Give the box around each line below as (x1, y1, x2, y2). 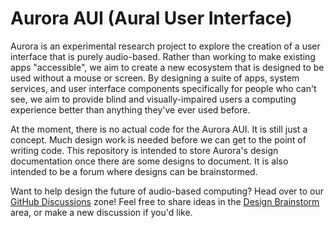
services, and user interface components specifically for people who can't (10, 82, 317, 94)
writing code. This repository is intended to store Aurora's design (10, 144, 279, 156)
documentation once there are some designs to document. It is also (10, 155, 289, 167)
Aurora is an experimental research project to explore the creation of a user (10, 40, 321, 52)
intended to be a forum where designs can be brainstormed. (10, 165, 258, 177)
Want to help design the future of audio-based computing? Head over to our (10, 185, 324, 197)
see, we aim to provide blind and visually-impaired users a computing (10, 93, 297, 105)
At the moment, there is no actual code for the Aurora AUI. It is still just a (10, 123, 308, 135)
